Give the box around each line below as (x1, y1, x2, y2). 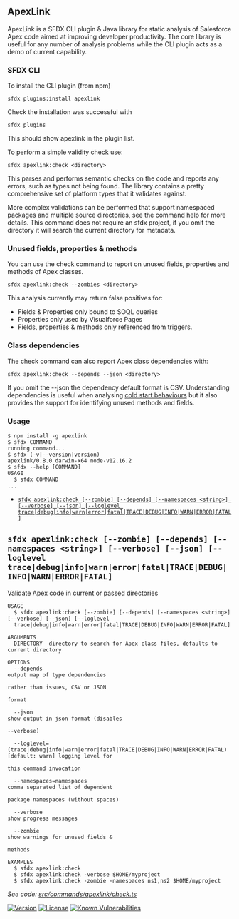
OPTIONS (7, 659, 31, 666)
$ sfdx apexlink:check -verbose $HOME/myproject (14, 870, 161, 878)
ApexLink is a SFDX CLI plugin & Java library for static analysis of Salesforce (7, 24, 232, 33)
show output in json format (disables (7, 715, 122, 722)
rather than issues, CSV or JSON (7, 684, 107, 691)
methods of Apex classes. (7, 268, 84, 276)
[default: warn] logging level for (7, 752, 113, 759)
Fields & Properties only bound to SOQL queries (17, 308, 159, 316)
